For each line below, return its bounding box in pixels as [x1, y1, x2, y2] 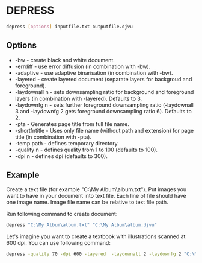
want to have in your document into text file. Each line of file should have [6, 192, 186, 200]
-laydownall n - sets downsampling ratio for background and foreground [14, 88, 194, 95]
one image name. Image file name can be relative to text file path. [6, 198, 168, 206]
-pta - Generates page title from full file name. [14, 120, 129, 127]
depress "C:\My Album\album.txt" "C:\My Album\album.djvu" [6, 222, 158, 228]
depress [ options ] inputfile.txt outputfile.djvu [6, 24, 133, 30]
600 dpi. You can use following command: [6, 239, 111, 247]
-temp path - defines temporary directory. [14, 139, 119, 147]
